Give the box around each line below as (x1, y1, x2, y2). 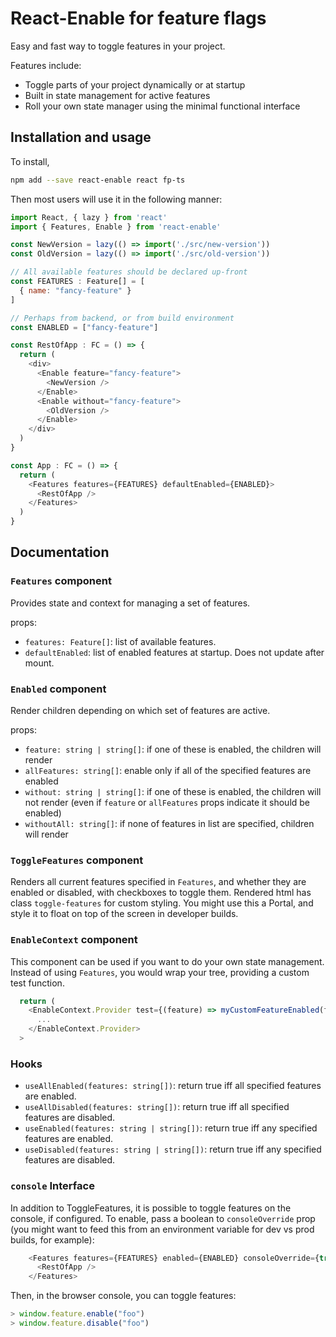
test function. (10, 977, 65, 989)
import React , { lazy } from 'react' (10, 212, 168, 222)
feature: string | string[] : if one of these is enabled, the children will (24, 743, 322, 755)
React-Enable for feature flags (10, 7, 267, 30)
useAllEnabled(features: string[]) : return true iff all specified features (24, 1080, 322, 1092)
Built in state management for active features (24, 89, 211, 101)
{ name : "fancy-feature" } (19, 285, 132, 296)
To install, (10, 155, 50, 167)
